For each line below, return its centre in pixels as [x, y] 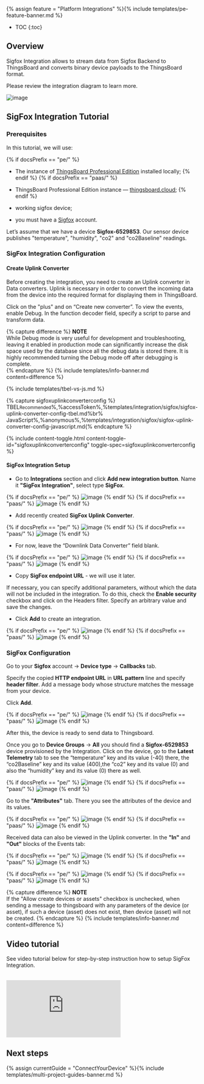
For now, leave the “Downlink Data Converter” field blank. [87, 545]
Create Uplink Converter [38, 269]
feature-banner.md [30, 15]
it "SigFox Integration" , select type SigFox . [70, 485]
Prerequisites [26, 134]
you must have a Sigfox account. [56, 220]
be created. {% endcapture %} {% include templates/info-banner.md [93, 919]
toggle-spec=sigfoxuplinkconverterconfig [143, 444]
